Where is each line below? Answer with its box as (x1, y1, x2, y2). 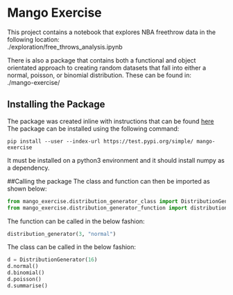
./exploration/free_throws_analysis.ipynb (7, 42, 123, 51)
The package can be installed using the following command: (7, 124, 180, 133)
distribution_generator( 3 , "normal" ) (7, 230, 116, 237)
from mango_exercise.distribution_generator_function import (7, 204, 188, 212)
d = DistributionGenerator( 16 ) (7, 256, 98, 264)
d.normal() (7, 263, 39, 270)
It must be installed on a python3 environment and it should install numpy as (7, 156, 225, 164)
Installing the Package (7, 99, 105, 111)
